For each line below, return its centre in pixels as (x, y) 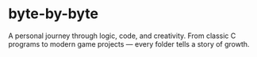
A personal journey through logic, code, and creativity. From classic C (122, 36)
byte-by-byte (54, 14)
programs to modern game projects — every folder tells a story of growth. (129, 44)
